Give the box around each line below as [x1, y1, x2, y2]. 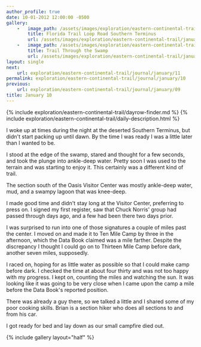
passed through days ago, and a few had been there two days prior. [6, 212, 173, 219]
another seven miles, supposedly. [6, 249, 89, 256]
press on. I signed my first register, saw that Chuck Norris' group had [6, 206, 176, 213]
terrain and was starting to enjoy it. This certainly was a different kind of [6, 163, 184, 171]
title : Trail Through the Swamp [28, 48, 109, 54]
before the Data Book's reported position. [6, 286, 109, 293]
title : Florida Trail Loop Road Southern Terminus [28, 31, 157, 37]
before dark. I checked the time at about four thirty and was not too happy [6, 267, 189, 274]
